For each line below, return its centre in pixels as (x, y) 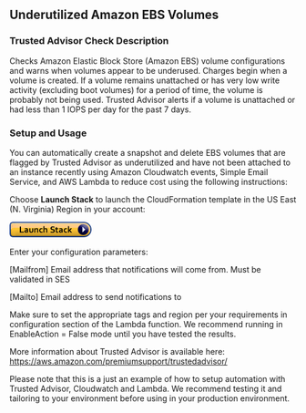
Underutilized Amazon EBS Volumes (114, 15)
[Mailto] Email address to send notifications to (96, 296)
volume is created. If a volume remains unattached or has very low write (145, 80)
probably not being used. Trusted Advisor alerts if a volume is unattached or (153, 99)
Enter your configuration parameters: (79, 252)
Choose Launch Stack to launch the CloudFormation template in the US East (153, 199)
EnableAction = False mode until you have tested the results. (123, 334)
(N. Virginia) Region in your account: (77, 209)
